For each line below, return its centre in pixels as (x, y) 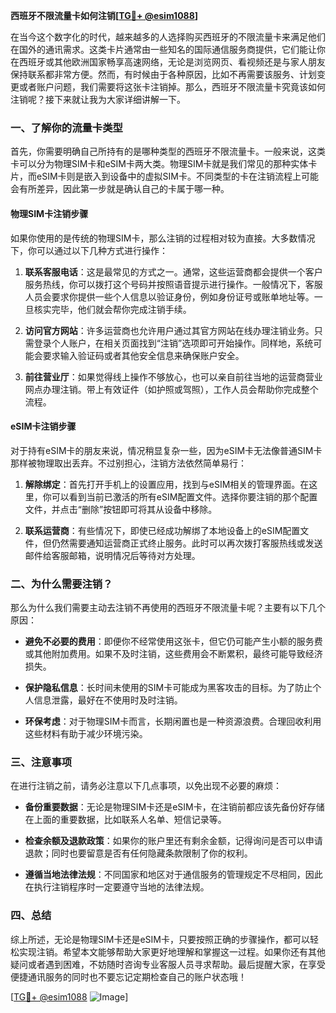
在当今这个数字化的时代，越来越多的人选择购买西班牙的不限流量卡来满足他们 (168, 37)
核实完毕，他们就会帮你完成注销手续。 (112, 309)
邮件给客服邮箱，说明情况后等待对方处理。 (112, 555)
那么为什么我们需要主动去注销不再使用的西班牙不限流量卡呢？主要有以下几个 (168, 607)
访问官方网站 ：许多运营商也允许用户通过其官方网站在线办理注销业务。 (169, 330)
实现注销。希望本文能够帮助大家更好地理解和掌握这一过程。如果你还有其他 (172, 951)
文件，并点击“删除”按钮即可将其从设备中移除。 (121, 509)
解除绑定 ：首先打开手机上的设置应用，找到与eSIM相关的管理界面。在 (167, 484)
